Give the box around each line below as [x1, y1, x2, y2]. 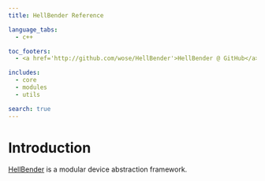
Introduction [8, 139, 91, 157]
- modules [15, 83, 47, 91]
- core [15, 76, 37, 84]
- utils [15, 90, 41, 98]
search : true [8, 105, 51, 113]
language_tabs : [8, 25, 58, 34]
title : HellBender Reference [8, 11, 104, 20]
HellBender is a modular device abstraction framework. [8, 164, 188, 174]
